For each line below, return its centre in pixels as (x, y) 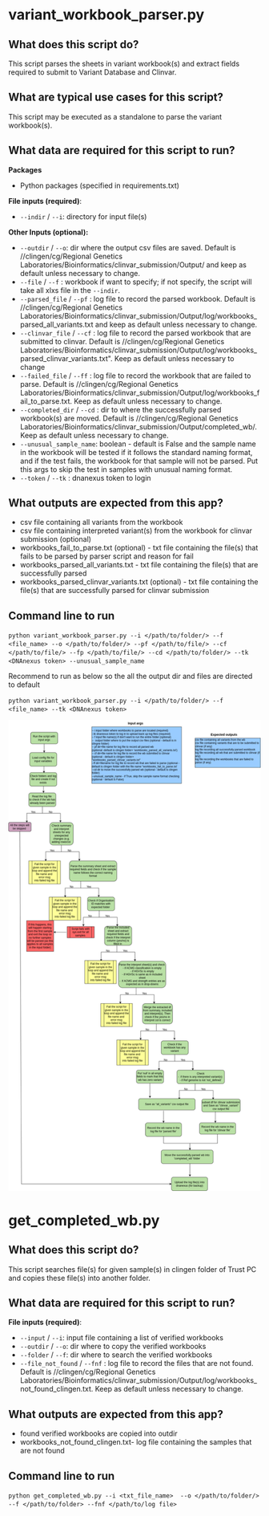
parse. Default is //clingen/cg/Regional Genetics (99, 384)
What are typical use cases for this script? (116, 98)
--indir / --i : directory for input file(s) (83, 216)
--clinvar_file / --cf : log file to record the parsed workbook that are (135, 333)
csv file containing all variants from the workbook (101, 522)
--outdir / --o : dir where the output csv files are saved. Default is (128, 247)
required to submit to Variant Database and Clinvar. (92, 72)
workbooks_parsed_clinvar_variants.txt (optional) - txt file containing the (139, 582)
